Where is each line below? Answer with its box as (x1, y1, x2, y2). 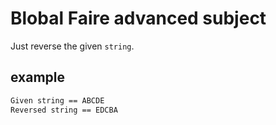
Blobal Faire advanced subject (10, 7, 267, 30)
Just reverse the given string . (10, 40, 135, 52)
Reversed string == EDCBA (10, 105, 118, 115)
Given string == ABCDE (10, 95, 105, 106)
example (10, 69, 66, 86)
